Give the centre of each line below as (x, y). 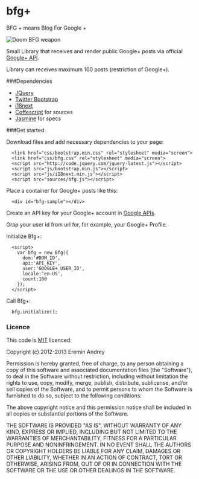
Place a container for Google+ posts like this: (62, 190)
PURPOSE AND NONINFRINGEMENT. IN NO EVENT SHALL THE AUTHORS (99, 445)
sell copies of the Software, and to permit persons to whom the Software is (99, 389)
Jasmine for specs (38, 118)
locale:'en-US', (43, 274)
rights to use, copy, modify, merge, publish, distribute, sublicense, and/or (97, 383)
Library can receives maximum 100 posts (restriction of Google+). (88, 69)
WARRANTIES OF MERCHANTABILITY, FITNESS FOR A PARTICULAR (91, 439)
